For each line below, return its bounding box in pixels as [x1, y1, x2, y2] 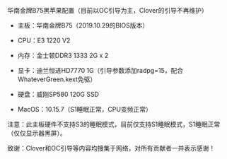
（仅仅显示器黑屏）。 [7, 129, 66, 137]
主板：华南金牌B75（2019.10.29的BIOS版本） [17, 21, 149, 30]
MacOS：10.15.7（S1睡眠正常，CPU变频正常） [17, 105, 152, 113]
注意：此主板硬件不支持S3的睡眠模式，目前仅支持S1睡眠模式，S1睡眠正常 [7, 120, 221, 129]
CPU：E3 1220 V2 [17, 36, 71, 45]
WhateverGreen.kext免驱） [17, 75, 97, 83]
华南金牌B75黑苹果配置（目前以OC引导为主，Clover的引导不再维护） [7, 6, 208, 14]
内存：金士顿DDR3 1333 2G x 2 [17, 52, 109, 59]
